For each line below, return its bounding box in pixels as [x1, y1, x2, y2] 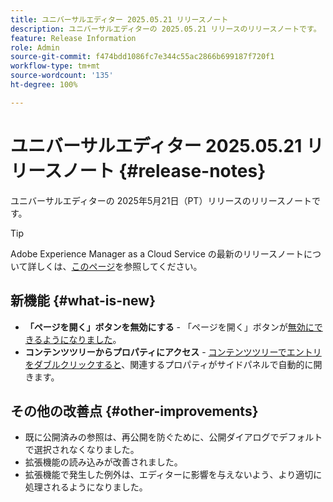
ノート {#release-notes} [61, 159, 267, 182]
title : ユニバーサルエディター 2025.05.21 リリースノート [10, 14, 229, 25]
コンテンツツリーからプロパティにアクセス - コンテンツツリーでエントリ [24, 346, 322, 358]
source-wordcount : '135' [10, 71, 114, 81]
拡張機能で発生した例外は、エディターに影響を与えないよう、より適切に [24, 469, 323, 481]
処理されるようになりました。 [24, 481, 148, 493]
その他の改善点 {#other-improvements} [10, 402, 259, 420]
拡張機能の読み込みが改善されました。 [24, 456, 183, 468]
